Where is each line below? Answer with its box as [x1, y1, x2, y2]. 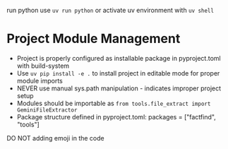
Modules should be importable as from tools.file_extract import [16, 99, 211, 107]
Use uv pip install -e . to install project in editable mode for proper [16, 68, 220, 77]
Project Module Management [6, 31, 181, 47]
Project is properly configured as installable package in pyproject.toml [16, 54, 221, 62]
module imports [16, 76, 63, 85]
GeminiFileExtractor [16, 106, 78, 114]
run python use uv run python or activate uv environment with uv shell [6, 6, 215, 14]
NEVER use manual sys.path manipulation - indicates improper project [16, 84, 222, 93]
